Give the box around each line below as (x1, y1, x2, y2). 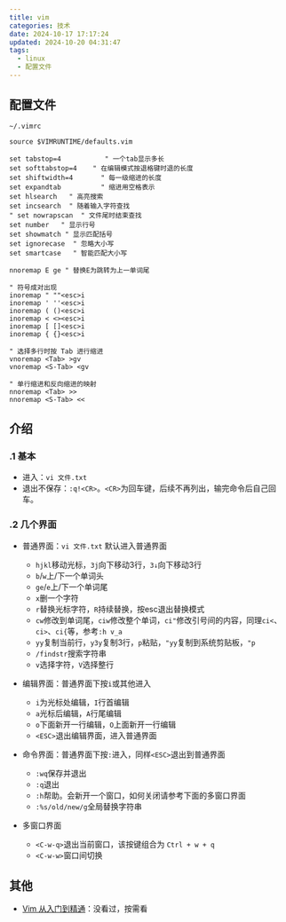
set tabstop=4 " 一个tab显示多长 (9, 154, 164, 163)
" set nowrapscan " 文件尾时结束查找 (9, 210, 142, 220)
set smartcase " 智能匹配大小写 (9, 248, 128, 257)
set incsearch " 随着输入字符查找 (9, 201, 131, 210)
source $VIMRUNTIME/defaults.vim (9, 137, 133, 146)
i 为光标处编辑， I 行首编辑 (35, 697, 130, 707)
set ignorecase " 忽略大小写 (9, 239, 115, 248)
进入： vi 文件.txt (21, 472, 87, 483)
